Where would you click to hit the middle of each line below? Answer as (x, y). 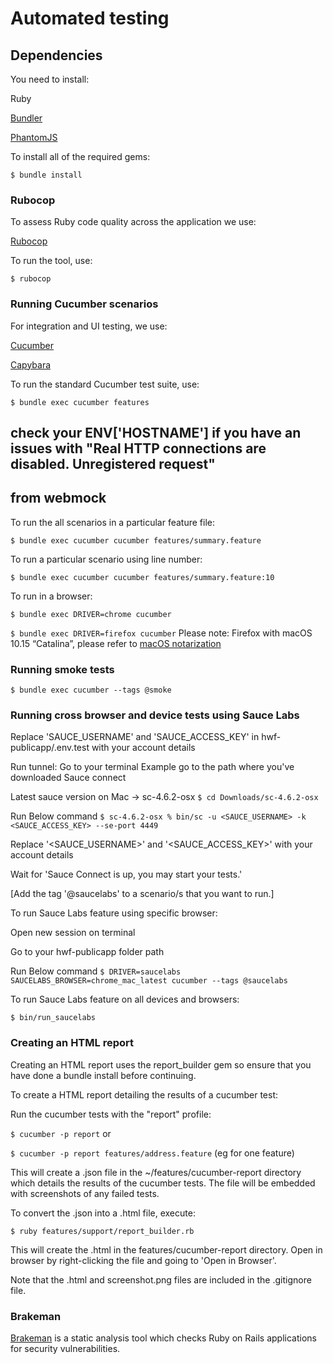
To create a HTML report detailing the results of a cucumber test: (144, 1094)
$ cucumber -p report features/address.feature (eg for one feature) (152, 1153)
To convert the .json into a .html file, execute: (103, 1213)
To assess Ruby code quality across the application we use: (133, 222)
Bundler (26, 118)
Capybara (31, 364)
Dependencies (56, 55)
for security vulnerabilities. (65, 1348)
